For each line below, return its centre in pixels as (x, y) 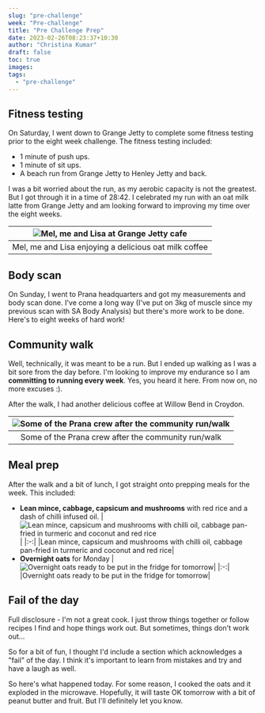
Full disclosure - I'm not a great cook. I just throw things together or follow (129, 620)
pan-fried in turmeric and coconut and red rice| (97, 550)
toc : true (25, 60)
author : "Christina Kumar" (53, 45)
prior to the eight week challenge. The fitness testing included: (110, 141)
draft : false (30, 52)
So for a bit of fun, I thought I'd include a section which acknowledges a (125, 651)
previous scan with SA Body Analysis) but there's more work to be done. (127, 311)
